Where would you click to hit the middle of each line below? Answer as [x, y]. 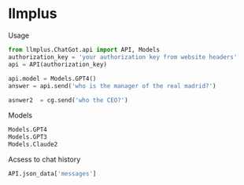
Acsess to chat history [44, 159]
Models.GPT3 [28, 137]
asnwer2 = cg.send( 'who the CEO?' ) [68, 100]
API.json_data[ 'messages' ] [52, 173]
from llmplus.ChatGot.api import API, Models [84, 49]
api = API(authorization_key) [58, 64]
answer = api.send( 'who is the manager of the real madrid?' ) [112, 86]
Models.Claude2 [33, 144]
